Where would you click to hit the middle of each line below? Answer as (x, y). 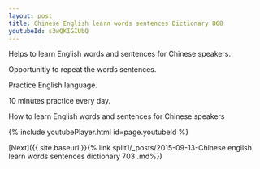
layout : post (30, 16)
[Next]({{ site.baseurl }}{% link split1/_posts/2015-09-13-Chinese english (130, 148)
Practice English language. (53, 85)
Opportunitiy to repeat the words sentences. (82, 70)
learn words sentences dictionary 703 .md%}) (85, 156)
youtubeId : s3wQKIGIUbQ (49, 31)
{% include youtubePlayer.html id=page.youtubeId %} (99, 132)
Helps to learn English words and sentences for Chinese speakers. (120, 54)
